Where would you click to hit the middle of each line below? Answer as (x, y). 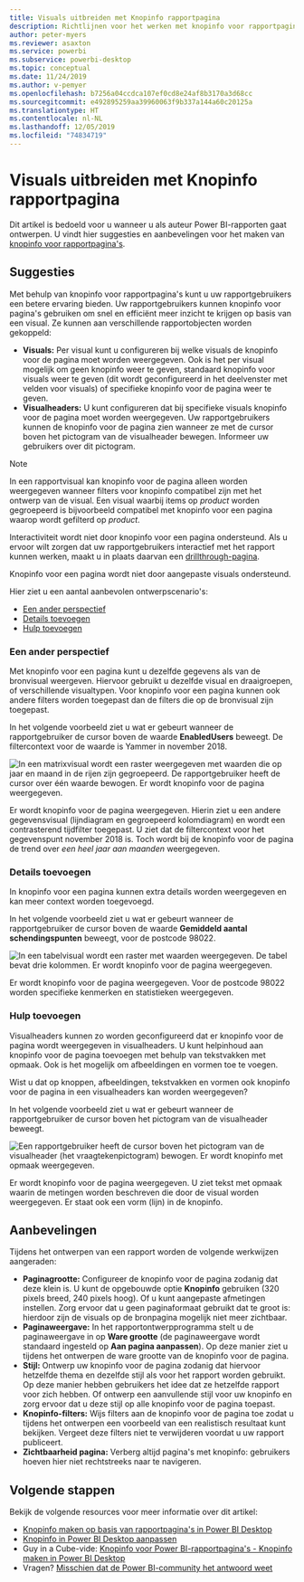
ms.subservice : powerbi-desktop (70, 60)
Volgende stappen (62, 1490)
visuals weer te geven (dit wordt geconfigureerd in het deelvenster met (155, 379)
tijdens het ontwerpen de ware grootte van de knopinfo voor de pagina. (156, 1356)
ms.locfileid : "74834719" (58, 136)
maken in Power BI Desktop (74, 1558)
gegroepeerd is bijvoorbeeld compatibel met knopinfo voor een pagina (141, 510)
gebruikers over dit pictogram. (79, 446)
